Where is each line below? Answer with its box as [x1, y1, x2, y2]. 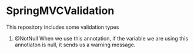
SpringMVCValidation [6, 4, 115, 18]
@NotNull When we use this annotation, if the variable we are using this [14, 35, 189, 42]
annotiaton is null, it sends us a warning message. [14, 41, 136, 48]
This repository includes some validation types [6, 23, 119, 31]
